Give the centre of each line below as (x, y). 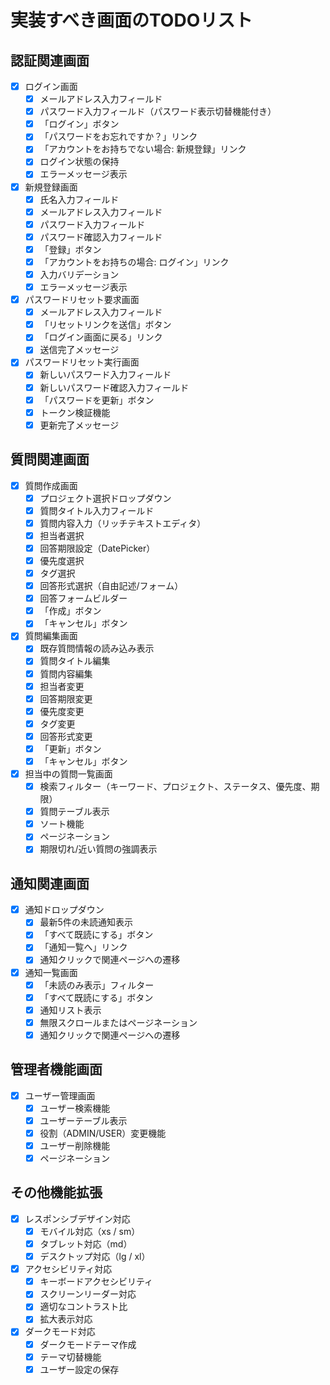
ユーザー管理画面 (60, 1095)
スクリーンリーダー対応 (88, 1294)
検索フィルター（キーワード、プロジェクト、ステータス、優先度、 (175, 787)
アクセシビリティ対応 (68, 1269)
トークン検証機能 (75, 412)
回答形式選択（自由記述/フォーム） (111, 586)
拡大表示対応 (66, 1319)
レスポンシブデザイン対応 (77, 1218)
